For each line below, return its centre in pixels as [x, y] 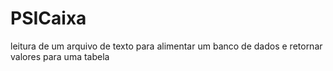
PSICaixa [48, 18]
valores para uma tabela [60, 56]
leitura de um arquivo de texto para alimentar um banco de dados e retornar [166, 46]
